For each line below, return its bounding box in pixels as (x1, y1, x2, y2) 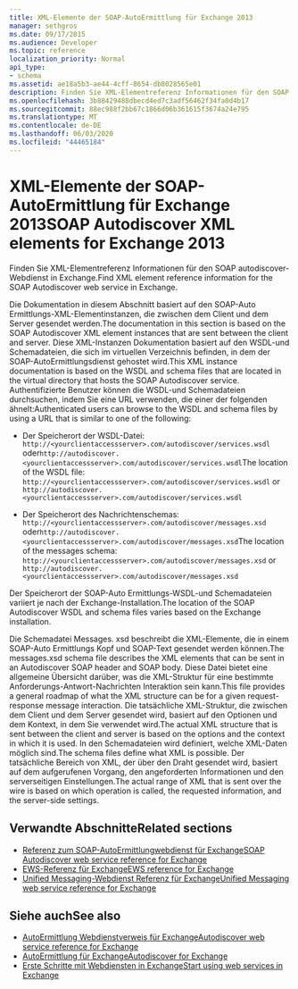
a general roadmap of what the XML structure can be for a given (9, 690, 246, 701)
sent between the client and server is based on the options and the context (9, 728, 286, 739)
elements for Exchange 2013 (9, 233, 226, 253)
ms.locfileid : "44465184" (9, 138, 105, 147)
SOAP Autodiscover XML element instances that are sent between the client (9, 327, 288, 338)
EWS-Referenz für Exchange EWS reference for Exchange (21, 863, 235, 874)
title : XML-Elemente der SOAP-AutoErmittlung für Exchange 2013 (9, 13, 253, 22)
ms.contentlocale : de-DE (9, 122, 102, 130)
